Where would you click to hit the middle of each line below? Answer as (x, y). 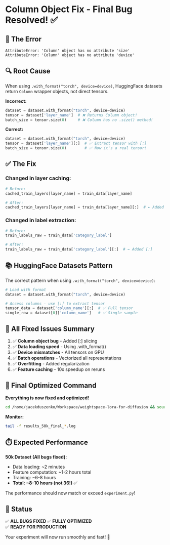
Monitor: (15, 416)
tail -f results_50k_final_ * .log (40, 426)
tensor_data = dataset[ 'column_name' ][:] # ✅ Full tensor (69, 308)
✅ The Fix (21, 164)
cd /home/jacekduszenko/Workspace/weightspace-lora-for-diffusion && (80, 407)
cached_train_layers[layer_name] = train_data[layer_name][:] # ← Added (85, 207)
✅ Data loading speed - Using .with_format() (59, 347)
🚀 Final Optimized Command (51, 386)
